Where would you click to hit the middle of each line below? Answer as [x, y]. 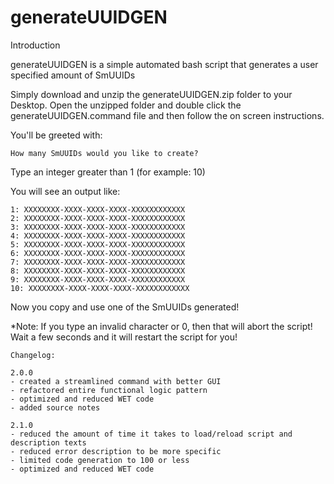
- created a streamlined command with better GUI [116, 381]
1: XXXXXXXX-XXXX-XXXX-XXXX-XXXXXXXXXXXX [98, 209]
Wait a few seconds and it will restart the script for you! [124, 337]
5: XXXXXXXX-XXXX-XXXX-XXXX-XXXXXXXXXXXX [98, 244]
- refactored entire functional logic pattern [109, 390]
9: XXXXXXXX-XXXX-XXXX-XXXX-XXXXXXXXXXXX [98, 279]
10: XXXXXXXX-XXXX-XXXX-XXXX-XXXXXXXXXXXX [100, 288]
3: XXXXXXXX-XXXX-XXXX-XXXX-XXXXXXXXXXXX [98, 227]
